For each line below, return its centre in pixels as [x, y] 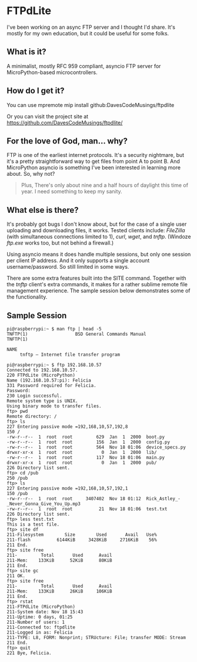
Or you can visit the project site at [48, 116]
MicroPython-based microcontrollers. [52, 72]
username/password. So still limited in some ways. [68, 267]
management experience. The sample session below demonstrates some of [98, 291]
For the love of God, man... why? [67, 141]
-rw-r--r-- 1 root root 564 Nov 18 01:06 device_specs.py [96, 447]
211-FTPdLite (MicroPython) [41, 607]
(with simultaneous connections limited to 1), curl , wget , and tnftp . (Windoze [99, 237]
